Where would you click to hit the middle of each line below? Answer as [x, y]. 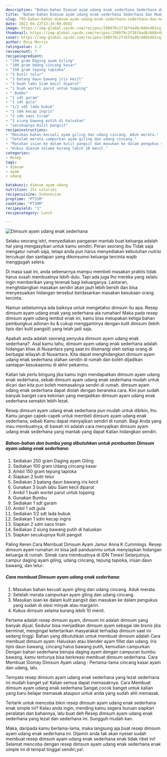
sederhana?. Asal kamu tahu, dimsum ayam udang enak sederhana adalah [82, 344]
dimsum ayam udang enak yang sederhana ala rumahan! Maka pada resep [82, 313]
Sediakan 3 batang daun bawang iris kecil [56, 482]
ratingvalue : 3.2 [24, 47]
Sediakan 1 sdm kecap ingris [42, 519]
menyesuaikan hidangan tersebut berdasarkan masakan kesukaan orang [80, 293]
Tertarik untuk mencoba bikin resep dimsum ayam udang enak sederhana [81, 703]
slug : [11, 19]
